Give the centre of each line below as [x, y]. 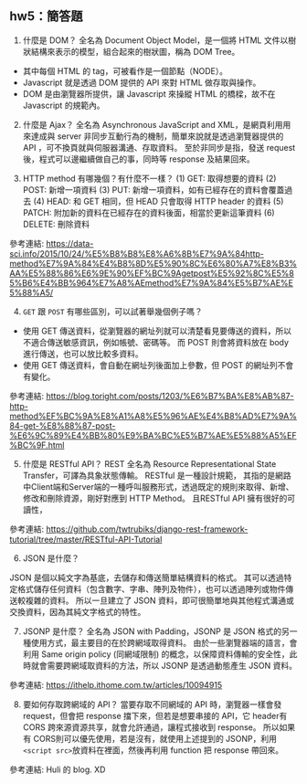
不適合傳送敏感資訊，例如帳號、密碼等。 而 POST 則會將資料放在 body [156, 342]
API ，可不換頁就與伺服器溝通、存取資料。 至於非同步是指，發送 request [159, 147]
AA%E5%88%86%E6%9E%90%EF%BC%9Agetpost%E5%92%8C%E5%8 [152, 273]
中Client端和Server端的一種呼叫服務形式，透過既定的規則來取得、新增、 [158, 486]
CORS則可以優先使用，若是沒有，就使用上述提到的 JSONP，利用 [155, 738]
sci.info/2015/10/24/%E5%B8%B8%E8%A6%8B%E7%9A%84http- [137, 253]
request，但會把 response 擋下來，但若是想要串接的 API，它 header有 [155, 715]
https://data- [69, 243]
